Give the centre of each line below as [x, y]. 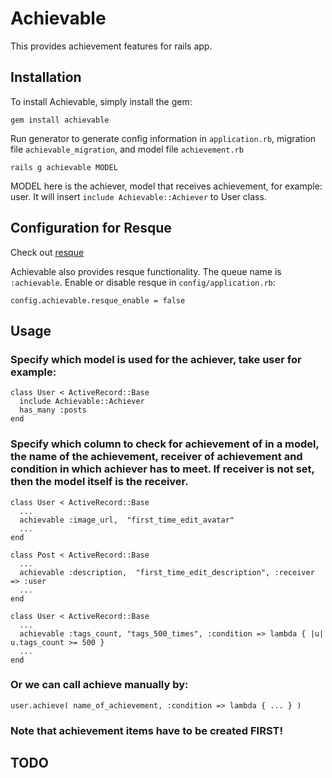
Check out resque [47, 252]
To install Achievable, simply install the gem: [101, 101]
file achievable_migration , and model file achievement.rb [127, 149]
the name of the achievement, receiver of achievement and [156, 457]
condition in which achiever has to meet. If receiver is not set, [162, 469]
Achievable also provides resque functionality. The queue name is [146, 271]
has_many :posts [53, 410]
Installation [46, 77]
